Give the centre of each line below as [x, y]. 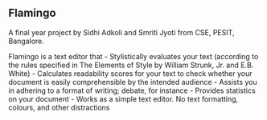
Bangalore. [26, 41]
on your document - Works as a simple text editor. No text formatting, [123, 98]
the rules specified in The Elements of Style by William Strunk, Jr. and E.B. [131, 65]
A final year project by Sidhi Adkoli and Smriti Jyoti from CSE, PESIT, [121, 32]
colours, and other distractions [59, 107]
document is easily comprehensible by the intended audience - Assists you [133, 82]
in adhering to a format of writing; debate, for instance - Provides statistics [132, 90]
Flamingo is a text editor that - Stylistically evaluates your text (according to [133, 56]
